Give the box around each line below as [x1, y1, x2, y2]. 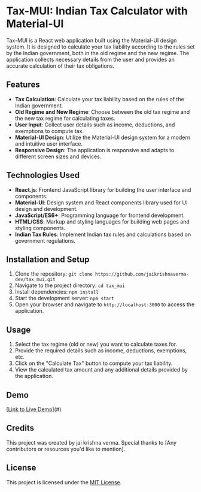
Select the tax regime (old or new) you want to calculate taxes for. [14, 340, 178, 348]
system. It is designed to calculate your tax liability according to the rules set [6, 43, 195, 50]
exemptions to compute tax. [14, 127, 84, 134]
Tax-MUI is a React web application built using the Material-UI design [6, 37, 177, 44]
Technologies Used [6, 170, 80, 180]
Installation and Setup [6, 254, 90, 264]
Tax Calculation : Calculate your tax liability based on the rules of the [14, 95, 184, 102]
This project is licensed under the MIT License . [6, 478, 122, 486]
